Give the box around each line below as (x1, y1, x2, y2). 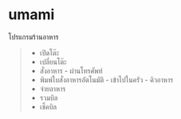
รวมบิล (39, 93, 58, 102)
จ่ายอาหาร (39, 84, 66, 93)
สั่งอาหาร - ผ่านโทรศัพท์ (39, 65, 103, 75)
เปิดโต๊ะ (39, 48, 60, 58)
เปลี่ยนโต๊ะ (39, 57, 67, 66)
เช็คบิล (39, 101, 57, 111)
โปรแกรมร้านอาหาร (8, 32, 59, 42)
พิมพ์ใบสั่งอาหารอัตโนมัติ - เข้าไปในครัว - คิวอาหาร (39, 74, 174, 85)
